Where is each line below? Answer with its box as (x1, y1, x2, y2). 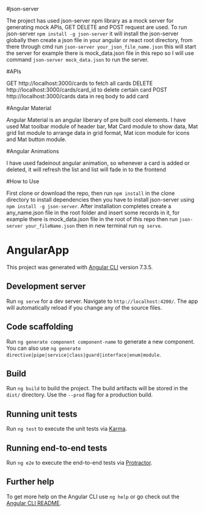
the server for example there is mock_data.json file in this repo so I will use (6, 49, 194, 57)
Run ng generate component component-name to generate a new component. (6, 338, 195, 345)
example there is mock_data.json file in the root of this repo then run (6, 216, 178, 222)
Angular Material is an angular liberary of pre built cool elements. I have (6, 116, 186, 123)
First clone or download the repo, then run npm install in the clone (6, 189, 175, 197)
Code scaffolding (6, 322, 73, 332)
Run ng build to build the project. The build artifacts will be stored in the (6, 385, 188, 392)
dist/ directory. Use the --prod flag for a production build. (6, 391, 153, 399)
